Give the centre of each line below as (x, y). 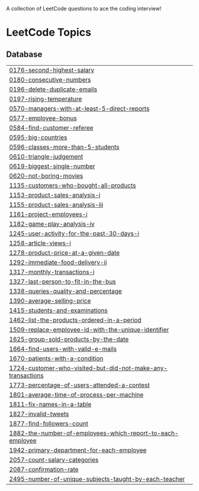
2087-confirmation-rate (44, 469)
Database (24, 54)
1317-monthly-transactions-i (52, 272)
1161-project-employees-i (48, 214)
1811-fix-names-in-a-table (50, 404)
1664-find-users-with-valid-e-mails (63, 349)
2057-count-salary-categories (54, 460)
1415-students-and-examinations (58, 310)
